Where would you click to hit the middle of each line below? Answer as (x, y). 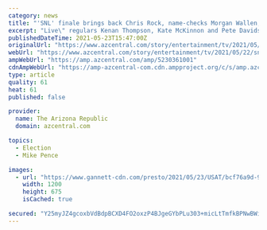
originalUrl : (30, 45)
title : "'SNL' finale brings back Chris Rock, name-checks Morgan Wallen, (135, 23)
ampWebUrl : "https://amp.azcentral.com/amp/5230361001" (103, 60)
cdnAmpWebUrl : (32, 68)
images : (21, 170)
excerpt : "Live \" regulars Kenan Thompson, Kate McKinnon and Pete (122, 30)
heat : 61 (23, 90)
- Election (33, 148)
